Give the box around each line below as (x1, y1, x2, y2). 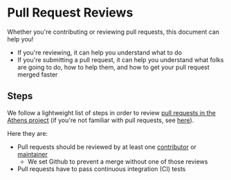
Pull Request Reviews (7, 5, 133, 21)
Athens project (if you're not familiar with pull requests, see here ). (7, 116, 194, 124)
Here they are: (7, 129, 48, 137)
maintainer (17, 150, 48, 158)
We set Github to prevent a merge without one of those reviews (27, 157, 208, 166)
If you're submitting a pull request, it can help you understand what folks (17, 55, 224, 63)
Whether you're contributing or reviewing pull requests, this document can (7, 28, 220, 36)
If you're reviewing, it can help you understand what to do (17, 48, 182, 57)
